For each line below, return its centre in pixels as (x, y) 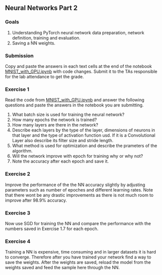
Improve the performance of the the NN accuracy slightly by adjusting (75, 185)
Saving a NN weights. (34, 43)
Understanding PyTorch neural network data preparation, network (78, 32)
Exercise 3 (18, 213)
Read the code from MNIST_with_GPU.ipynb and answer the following (75, 100)
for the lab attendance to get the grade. (45, 76)
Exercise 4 (18, 241)
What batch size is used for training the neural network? (68, 115)
